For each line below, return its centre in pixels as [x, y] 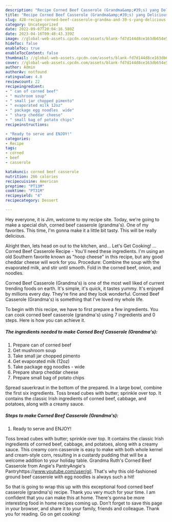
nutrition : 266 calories [32, 177]
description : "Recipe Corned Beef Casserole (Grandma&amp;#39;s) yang [82, 10]
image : [12, 39]
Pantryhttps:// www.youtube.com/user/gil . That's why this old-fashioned [81, 471]
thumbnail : [17, 58]
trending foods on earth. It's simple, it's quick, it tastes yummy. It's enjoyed [84, 288]
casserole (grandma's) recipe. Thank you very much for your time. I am [80, 492]
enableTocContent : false [32, 53]
